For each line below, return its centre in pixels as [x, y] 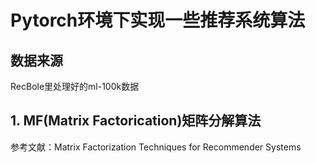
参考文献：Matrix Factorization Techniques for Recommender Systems [156, 147]
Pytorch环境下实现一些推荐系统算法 [158, 20]
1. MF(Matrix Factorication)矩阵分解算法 [136, 121]
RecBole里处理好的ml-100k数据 [75, 86]
